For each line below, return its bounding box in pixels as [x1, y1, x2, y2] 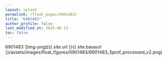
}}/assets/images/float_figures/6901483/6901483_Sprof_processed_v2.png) [5, 49, 163, 55]
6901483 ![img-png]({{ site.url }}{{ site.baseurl [5, 44, 102, 50]
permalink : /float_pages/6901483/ [5, 12, 78, 17]
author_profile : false [5, 21, 53, 26]
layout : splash [5, 7, 37, 12]
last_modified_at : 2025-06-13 [5, 26, 69, 31]
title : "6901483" [5, 16, 42, 21]
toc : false [5, 30, 28, 35]
